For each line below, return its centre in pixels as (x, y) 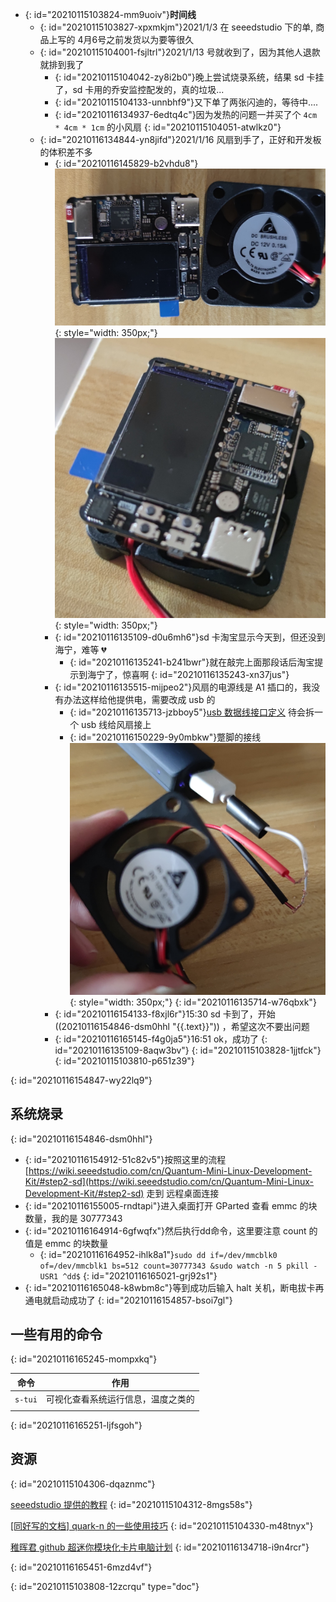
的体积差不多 (66, 152)
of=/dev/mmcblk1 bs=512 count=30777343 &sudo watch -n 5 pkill (174, 1266)
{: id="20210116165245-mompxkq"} (84, 1359)
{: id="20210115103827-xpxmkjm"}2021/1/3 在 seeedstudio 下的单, (176, 27)
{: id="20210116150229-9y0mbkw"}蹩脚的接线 (165, 737)
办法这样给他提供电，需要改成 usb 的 (139, 700)
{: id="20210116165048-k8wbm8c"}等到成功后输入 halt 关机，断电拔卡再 (174, 1287)
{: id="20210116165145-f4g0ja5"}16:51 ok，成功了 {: (161, 1039)
